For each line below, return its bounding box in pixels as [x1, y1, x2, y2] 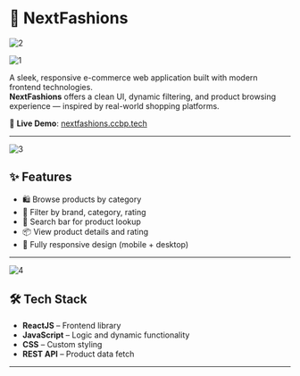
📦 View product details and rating [21, 226, 149, 237]
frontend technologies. [9, 81, 94, 92]
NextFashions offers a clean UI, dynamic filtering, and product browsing [9, 91, 277, 102]
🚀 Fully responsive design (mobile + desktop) [21, 238, 189, 249]
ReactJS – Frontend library [21, 320, 121, 330]
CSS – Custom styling [21, 338, 103, 349]
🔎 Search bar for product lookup [21, 216, 141, 227]
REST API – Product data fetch [21, 348, 135, 359]
